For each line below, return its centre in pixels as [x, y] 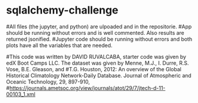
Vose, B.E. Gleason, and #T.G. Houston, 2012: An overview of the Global [94, 69]
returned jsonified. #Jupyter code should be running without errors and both [99, 39]
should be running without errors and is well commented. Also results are [95, 32]
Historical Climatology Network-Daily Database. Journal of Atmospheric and [99, 75]
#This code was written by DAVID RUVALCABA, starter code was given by [96, 57]
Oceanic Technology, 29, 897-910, [48, 82]
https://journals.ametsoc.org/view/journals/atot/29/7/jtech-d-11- [87, 88]
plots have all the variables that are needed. [59, 45]
